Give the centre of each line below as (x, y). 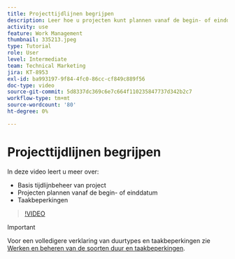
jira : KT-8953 (28, 72)
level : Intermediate (37, 59)
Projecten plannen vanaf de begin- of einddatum (87, 192)
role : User (23, 53)
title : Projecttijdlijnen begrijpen (60, 14)
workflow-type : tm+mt (39, 99)
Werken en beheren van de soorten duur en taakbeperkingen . (96, 248)
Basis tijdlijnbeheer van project (62, 185)
